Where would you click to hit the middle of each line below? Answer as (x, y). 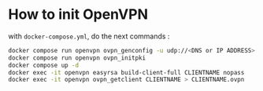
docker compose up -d (44, 65)
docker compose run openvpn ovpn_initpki (77, 58)
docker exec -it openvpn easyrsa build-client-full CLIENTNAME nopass (126, 72)
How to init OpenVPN (78, 15)
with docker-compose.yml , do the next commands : (89, 36)
